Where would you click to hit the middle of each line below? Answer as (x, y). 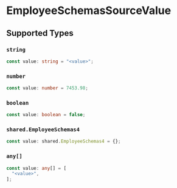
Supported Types (40, 33)
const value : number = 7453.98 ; (47, 88)
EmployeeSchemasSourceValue (89, 11)
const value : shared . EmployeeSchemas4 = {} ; (64, 141)
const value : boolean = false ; (46, 115)
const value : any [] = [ (36, 168)
